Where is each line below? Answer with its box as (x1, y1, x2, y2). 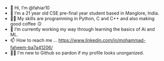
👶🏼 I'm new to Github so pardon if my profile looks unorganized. (10, 50, 144, 55)
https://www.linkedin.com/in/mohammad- (58, 37, 146, 43)
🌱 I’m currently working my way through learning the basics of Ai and (10, 26, 155, 32)
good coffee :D (10, 21, 42, 27)
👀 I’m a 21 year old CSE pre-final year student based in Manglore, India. (10, 10, 159, 16)
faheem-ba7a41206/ (10, 44, 53, 50)
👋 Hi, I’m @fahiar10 (10, 5, 50, 11)
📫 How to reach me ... (10, 37, 57, 43)
